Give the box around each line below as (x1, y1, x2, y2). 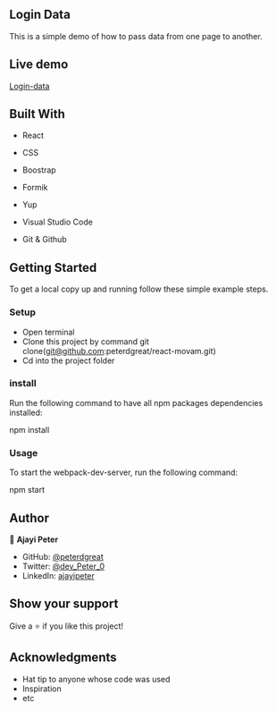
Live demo (9, 57, 69, 72)
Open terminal (21, 326, 75, 337)
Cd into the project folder (21, 355, 115, 366)
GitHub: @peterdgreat (21, 551, 105, 562)
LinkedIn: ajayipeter (21, 570, 96, 580)
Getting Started (9, 259, 97, 275)
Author (9, 510, 49, 526)
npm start (9, 485, 46, 495)
